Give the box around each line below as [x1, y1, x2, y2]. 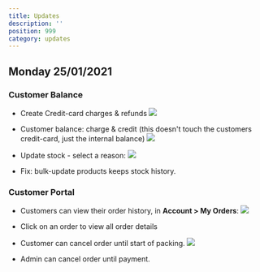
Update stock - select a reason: [19, 150, 126, 160]
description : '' [8, 19, 63, 28]
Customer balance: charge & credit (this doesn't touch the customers [19, 123, 252, 134]
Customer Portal [8, 186, 76, 197]
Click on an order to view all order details [19, 222, 158, 231]
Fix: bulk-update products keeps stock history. [19, 166, 176, 175]
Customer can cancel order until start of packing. [19, 239, 185, 248]
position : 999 [8, 27, 57, 35]
